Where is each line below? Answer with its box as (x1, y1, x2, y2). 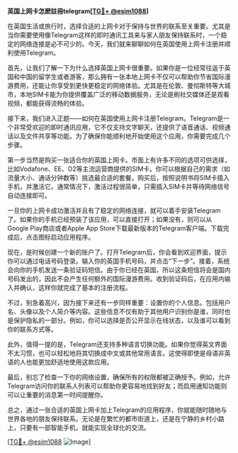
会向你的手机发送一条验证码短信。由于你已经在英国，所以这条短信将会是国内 (7, 266, 231, 274)
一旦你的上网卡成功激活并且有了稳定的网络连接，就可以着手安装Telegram (7, 206, 221, 215)
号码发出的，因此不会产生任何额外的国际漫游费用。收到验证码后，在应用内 (7, 274, 225, 283)
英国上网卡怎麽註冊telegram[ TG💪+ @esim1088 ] (7, 7, 149, 15)
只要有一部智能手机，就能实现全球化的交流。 (19, 423, 150, 432)
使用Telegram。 (13, 49, 60, 57)
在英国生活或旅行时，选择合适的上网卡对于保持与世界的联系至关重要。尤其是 (7, 22, 231, 30)
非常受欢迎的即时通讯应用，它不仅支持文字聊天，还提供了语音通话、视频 (13, 123, 225, 131)
